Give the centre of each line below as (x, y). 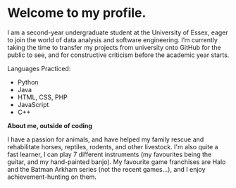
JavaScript (33, 104)
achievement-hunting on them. (52, 177)
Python (28, 82)
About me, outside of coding (50, 125)
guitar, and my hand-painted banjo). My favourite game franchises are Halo (117, 162)
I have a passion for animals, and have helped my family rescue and (106, 139)
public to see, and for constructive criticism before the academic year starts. (118, 55)
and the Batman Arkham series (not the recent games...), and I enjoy (106, 169)
